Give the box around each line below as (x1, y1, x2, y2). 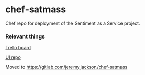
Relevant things (5, 33, 45, 40)
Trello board (5, 45, 31, 51)
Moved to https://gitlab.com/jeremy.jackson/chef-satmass (5, 64, 128, 70)
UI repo (5, 54, 21, 60)
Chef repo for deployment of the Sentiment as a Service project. (5, 20, 140, 26)
